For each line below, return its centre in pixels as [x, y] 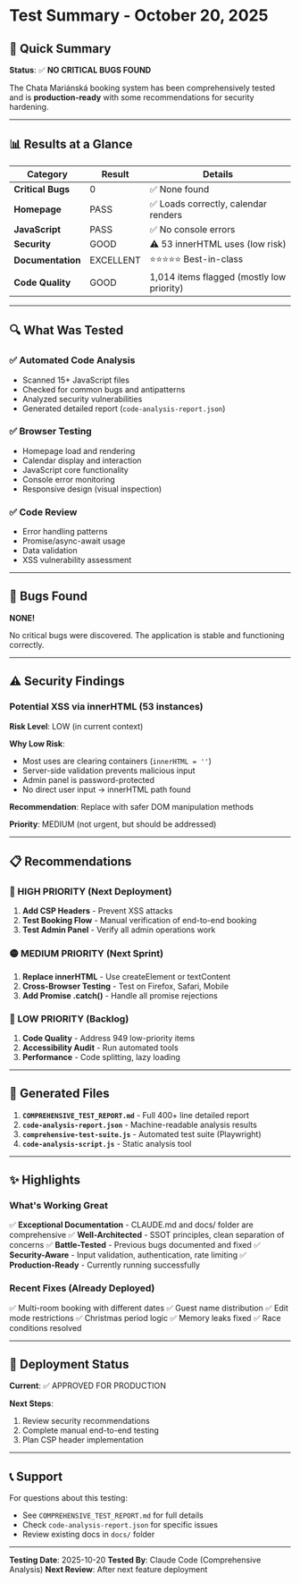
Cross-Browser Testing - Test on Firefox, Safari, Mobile [125, 986]
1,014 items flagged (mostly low [218, 276]
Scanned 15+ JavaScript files [75, 380]
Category [47, 173]
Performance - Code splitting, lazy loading [101, 1057]
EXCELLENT [115, 260]
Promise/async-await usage [74, 541]
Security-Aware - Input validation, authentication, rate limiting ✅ [128, 1255]
